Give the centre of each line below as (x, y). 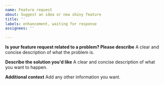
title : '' (15, 19)
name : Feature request (29, 10)
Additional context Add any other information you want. (63, 77)
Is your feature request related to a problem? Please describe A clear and (82, 47)
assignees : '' (20, 28)
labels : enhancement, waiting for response (51, 24)
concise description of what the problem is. (50, 52)
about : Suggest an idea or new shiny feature (53, 14)
